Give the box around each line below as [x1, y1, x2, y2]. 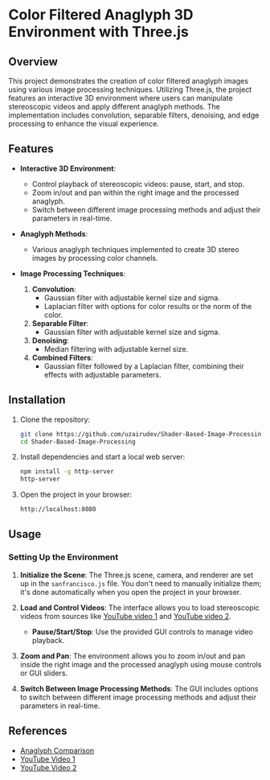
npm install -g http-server [19, 468, 114, 476]
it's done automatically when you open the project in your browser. [19, 587, 242, 596]
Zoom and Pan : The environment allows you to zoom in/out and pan [19, 650, 246, 661]
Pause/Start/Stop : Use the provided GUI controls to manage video [31, 626, 253, 637]
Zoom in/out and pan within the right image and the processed [31, 188, 239, 197]
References [8, 724, 67, 738]
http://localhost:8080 [19, 506, 96, 514]
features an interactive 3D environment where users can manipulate [8, 93, 233, 102]
